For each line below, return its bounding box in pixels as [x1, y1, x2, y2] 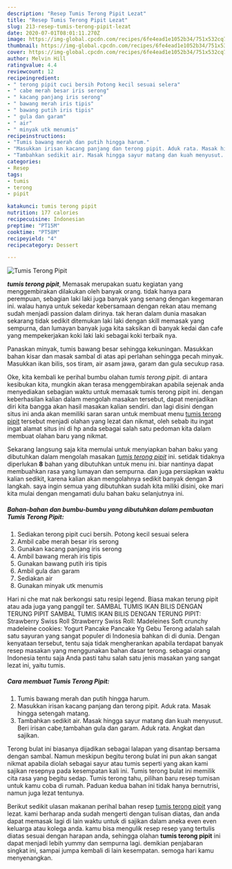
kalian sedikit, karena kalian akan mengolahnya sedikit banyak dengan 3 [7, 475, 213, 483]
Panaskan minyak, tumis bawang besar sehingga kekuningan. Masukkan [7, 345, 214, 353]
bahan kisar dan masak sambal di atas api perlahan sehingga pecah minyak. [7, 352, 224, 361]
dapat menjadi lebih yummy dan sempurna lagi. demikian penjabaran [7, 839, 204, 848]
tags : [7, 171, 23, 178]
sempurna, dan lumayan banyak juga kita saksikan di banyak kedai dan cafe [7, 324, 224, 332]
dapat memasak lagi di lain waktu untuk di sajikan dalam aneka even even [7, 817, 217, 825]
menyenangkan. [7, 854, 53, 862]
